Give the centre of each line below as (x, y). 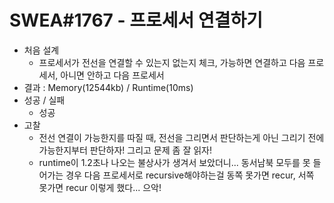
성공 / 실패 (44, 100)
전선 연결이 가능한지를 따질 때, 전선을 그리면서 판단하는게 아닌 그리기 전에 (181, 137)
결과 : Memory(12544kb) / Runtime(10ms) (108, 87)
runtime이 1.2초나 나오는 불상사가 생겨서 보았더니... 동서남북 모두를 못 (174, 162)
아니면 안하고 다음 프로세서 (112, 75)
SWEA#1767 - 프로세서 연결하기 (136, 20)
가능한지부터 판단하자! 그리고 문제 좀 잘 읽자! (125, 150)
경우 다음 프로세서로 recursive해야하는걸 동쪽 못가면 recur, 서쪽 (190, 175)
